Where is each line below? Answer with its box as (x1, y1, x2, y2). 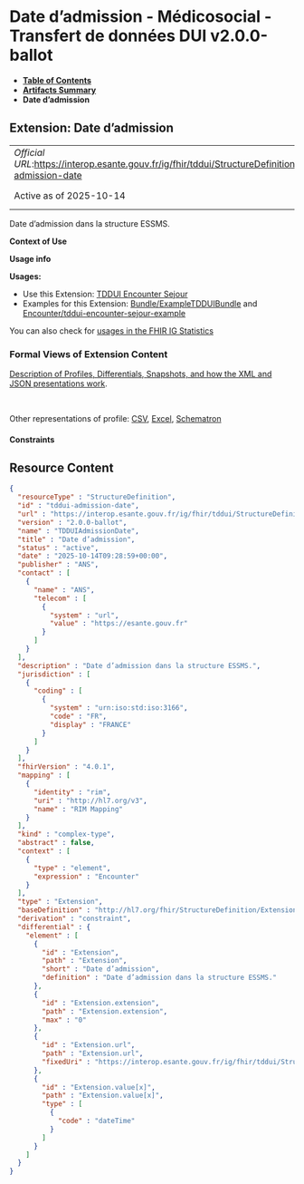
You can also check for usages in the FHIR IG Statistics (9, 325, 214, 336)
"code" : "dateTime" (57, 1117, 136, 1126)
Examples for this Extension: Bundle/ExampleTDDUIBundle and (22, 297, 258, 309)
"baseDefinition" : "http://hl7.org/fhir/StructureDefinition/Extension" (17, 906, 301, 915)
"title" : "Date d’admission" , (17, 535, 136, 544)
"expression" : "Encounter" (33, 872, 140, 881)
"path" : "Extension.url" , (42, 1049, 144, 1058)
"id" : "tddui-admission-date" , (17, 501, 140, 510)
